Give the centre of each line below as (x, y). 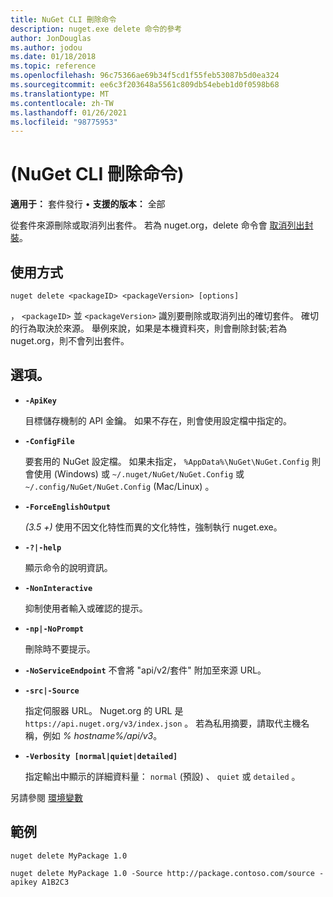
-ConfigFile (49, 441)
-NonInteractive (58, 588)
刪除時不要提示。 (60, 648)
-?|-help (43, 547)
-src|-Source (52, 691)
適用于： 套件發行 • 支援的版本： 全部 (88, 204)
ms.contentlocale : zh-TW (62, 103)
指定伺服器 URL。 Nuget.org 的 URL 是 (104, 710)
